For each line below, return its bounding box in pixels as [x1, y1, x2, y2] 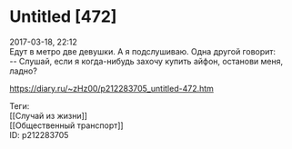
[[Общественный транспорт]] [9, 120, 125, 131]
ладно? [9, 65, 38, 76]
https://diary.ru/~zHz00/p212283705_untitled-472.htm [9, 83, 214, 94]
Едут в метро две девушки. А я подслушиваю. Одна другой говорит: [9, 45, 276, 56]
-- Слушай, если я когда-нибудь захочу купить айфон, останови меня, [9, 55, 284, 66]
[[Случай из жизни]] [9, 110, 88, 121]
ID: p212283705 [9, 129, 69, 140]
